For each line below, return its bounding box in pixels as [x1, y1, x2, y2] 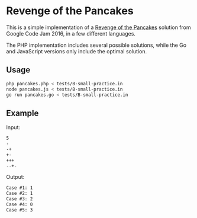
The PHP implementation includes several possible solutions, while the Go [6, 41, 187, 49]
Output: [6, 174, 25, 181]
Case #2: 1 [6, 191, 33, 197]
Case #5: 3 [6, 207, 33, 213]
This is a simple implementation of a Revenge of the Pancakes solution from [6, 24, 191, 31]
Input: [6, 124, 21, 131]
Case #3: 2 [6, 196, 33, 202]
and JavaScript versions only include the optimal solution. [6, 47, 147, 54]
